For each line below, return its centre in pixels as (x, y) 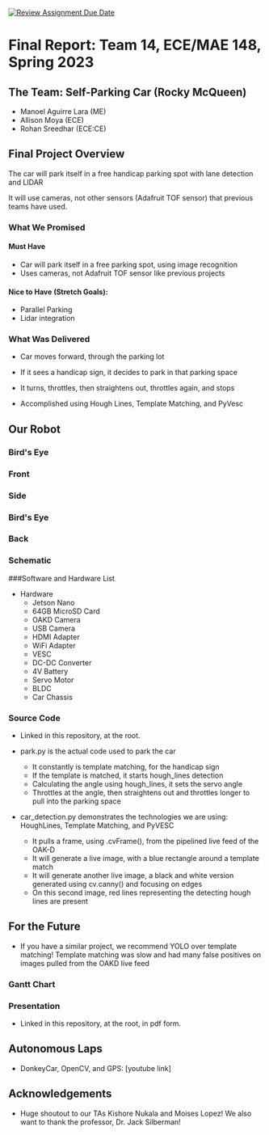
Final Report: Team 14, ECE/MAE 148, (135, 45)
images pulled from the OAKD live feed (84, 963)
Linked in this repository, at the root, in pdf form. (101, 1023)
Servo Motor (53, 680)
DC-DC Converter (62, 662)
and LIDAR (26, 182)
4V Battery (50, 671)
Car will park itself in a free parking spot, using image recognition (129, 264)
